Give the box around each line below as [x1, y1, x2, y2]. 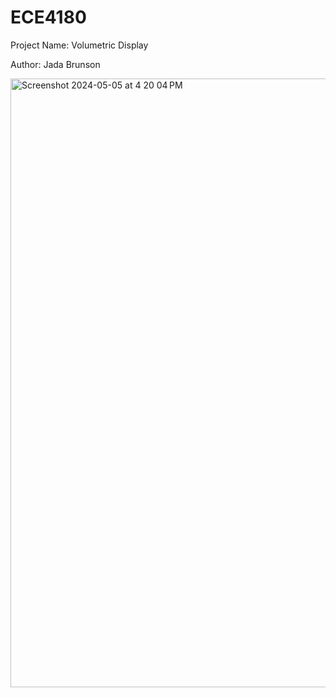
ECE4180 [10, 6, 87, 29]
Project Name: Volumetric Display [10, 39, 149, 51]
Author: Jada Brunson [10, 58, 101, 70]
